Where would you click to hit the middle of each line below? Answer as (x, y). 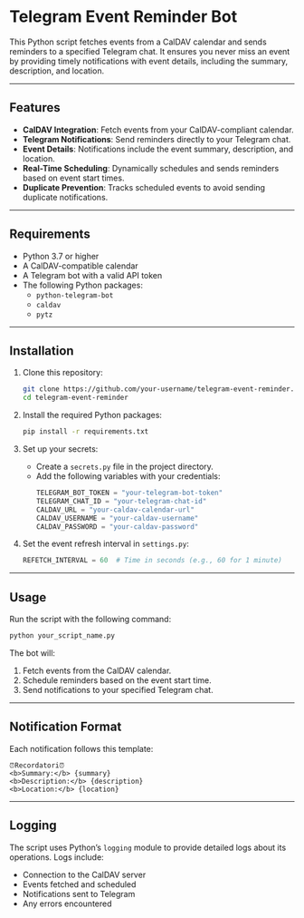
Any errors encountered (67, 903)
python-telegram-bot (75, 295)
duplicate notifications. (65, 197)
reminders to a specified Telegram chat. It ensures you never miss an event (150, 51)
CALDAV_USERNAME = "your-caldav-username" (117, 518)
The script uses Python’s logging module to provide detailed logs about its (148, 847)
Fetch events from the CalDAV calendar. (97, 670)
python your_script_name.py (62, 636)
